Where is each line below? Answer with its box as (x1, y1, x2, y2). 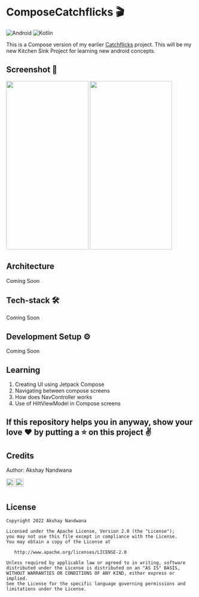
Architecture (6, 261, 55, 272)
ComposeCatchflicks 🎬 (6, 5, 124, 19)
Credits (6, 451, 35, 461)
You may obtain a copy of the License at (6, 539, 111, 545)
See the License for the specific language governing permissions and (6, 581, 186, 587)
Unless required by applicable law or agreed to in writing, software (6, 560, 186, 566)
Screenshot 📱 (6, 65, 58, 75)
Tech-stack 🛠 (6, 295, 60, 305)
